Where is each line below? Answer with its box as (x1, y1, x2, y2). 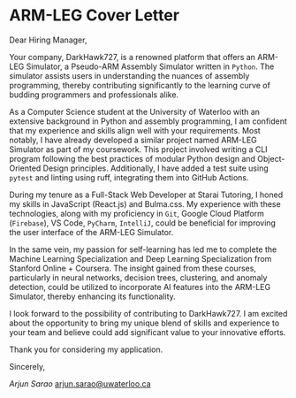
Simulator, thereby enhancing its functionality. (9, 291, 177, 302)
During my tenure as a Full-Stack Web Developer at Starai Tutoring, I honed (9, 189, 284, 200)
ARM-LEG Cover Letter (9, 5, 179, 26)
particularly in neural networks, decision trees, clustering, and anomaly (9, 272, 268, 283)
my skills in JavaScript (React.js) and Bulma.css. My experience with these (9, 198, 281, 209)
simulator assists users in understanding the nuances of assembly (9, 70, 250, 80)
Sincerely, (9, 361, 46, 371)
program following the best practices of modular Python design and (9, 153, 256, 164)
